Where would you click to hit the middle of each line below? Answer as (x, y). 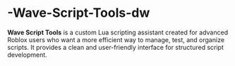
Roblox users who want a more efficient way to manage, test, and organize (116, 39)
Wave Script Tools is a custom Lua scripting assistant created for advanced (117, 32)
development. (27, 55)
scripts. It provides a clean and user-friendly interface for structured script (116, 47)
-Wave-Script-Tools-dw (79, 13)
